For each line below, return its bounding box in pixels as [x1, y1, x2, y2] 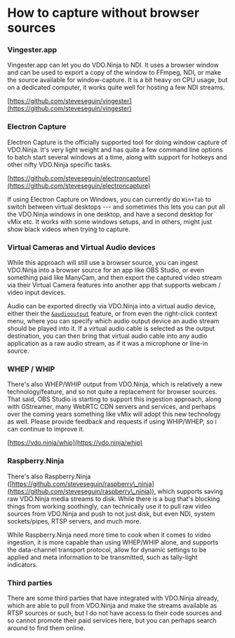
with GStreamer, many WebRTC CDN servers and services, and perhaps [7, 403, 216, 411]
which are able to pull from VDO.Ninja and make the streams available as [7, 601, 217, 609]
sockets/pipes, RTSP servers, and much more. [7, 516, 142, 525]
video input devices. [7, 288, 66, 297]
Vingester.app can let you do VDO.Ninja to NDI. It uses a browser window [7, 61, 219, 70]
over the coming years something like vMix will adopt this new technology [7, 410, 221, 419]
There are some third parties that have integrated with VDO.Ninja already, [7, 594, 220, 602]
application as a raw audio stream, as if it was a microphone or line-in [7, 339, 208, 348]
